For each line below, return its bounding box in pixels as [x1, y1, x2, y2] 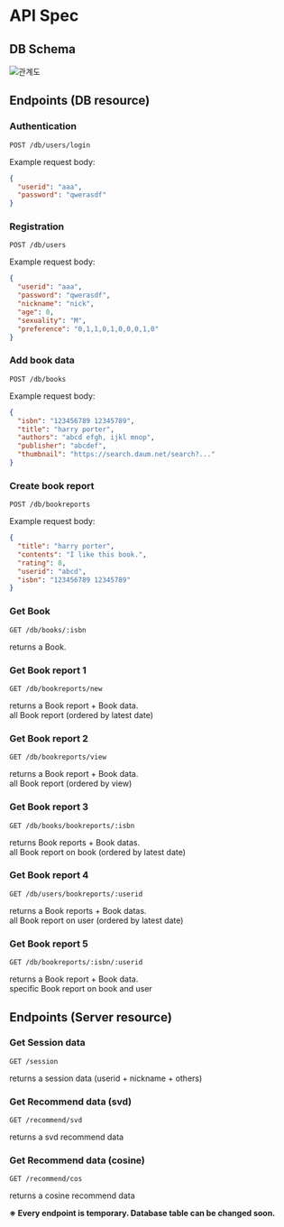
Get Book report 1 [9, 664, 87, 677]
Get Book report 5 [9, 937, 88, 950]
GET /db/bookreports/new [9, 684, 103, 693]
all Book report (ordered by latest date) [9, 709, 154, 720]
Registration [9, 220, 65, 233]
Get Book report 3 [9, 800, 88, 813]
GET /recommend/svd [9, 1116, 83, 1125]
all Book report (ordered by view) [9, 778, 133, 789]
